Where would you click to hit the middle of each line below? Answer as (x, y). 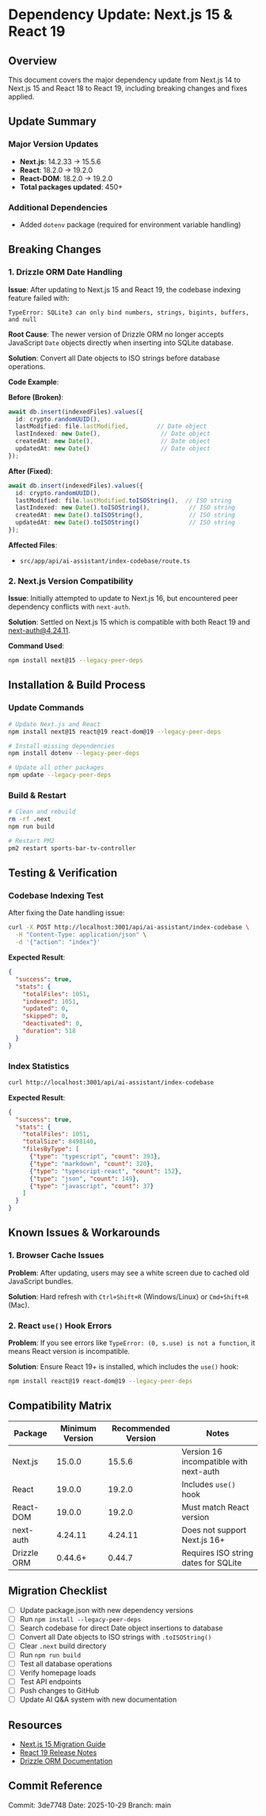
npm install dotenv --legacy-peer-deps (74, 753)
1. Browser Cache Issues (56, 1256)
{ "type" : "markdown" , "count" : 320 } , (91, 1164)
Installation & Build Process (77, 685)
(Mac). (19, 1305)
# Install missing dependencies (61, 746)
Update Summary (52, 122)
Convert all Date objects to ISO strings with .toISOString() (116, 1637)
